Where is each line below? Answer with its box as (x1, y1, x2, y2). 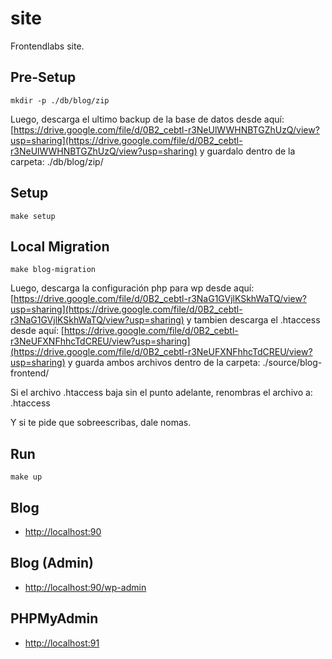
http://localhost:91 (24, 637, 100, 649)
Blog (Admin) (10, 555, 94, 572)
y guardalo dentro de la (199, 145, 296, 157)
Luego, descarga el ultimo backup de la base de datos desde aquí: (10, 113, 285, 125)
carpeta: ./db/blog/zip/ (10, 155, 104, 167)
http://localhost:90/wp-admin (24, 581, 147, 593)
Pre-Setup (10, 69, 77, 86)
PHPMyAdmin (10, 610, 99, 627)
